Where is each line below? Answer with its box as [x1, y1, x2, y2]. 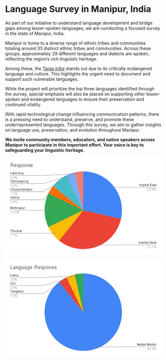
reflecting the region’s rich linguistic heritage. [5, 56, 98, 62]
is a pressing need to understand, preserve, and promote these [5, 116, 134, 122]
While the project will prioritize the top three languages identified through [5, 85, 155, 91]
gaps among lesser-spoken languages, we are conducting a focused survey [5, 25, 161, 31]
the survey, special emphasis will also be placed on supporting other [5, 91, 145, 97]
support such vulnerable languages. [5, 76, 79, 82]
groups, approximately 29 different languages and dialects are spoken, [5, 51, 150, 57]
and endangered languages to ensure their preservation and [21, 96, 145, 102]
